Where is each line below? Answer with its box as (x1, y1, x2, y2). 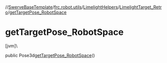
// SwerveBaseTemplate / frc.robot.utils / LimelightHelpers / (5, 4, 120, 10)
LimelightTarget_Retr (119, 4, 162, 10)
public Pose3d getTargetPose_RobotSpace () (5, 52, 95, 58)
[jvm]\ (5, 43, 18, 49)
